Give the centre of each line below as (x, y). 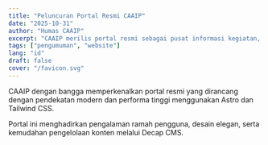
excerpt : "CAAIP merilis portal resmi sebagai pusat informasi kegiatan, (135, 38)
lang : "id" (27, 53)
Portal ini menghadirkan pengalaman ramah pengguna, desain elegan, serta (134, 124)
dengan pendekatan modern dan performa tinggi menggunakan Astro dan (131, 99)
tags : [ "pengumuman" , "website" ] (64, 46)
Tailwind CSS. (31, 108)
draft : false (30, 61)
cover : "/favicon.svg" (46, 68)
